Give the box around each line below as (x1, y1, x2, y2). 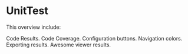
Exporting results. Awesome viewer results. (6, 41, 111, 48)
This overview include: (6, 23, 61, 31)
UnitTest (6, 4, 48, 18)
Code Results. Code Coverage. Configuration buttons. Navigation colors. (6, 35, 183, 42)
